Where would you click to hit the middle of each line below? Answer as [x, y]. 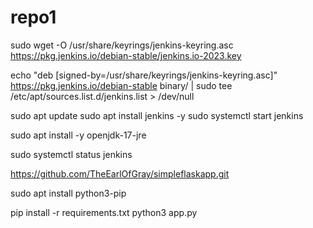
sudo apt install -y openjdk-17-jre [78, 135]
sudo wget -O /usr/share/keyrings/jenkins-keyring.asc [122, 45]
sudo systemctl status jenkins [71, 154]
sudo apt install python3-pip [68, 193]
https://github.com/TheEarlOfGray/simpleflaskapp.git [120, 173]
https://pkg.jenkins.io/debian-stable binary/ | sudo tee [121, 85]
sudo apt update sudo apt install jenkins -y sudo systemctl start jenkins [157, 115]
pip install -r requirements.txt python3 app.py [104, 212]
